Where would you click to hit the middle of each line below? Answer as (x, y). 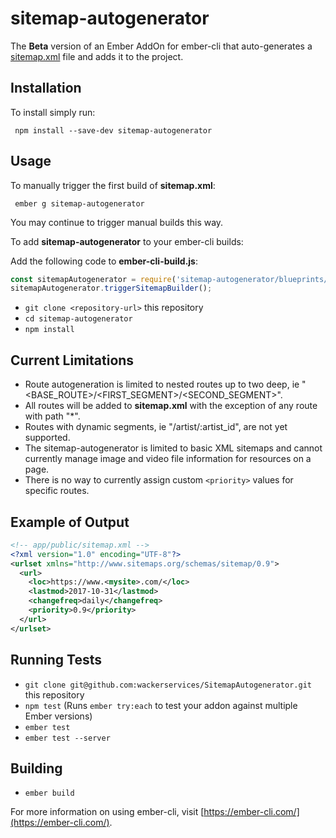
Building (36, 768)
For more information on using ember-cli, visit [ (107, 812)
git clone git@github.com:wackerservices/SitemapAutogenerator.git (168, 685)
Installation (46, 88)
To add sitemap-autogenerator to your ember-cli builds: (127, 241)
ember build (49, 793)
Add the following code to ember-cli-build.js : (104, 261)
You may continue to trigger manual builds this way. (117, 222)
